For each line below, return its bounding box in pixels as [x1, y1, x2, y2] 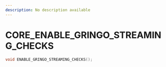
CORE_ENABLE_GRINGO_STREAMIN [5, 29, 161, 41]
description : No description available [5, 7, 91, 13]
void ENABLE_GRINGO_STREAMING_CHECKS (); [5, 57, 93, 62]
